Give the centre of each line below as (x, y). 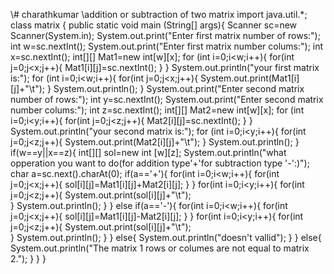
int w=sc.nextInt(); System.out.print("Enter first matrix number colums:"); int (167, 46)
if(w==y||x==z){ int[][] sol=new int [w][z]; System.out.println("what (148, 152)
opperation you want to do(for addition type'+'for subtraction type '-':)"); (160, 163)
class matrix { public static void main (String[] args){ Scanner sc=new (154, 25)
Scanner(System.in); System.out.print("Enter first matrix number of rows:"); (165, 35)
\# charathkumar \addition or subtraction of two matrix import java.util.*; (159, 14)
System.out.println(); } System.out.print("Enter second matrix (179, 88)
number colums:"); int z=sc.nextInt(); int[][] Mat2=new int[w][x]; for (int (157, 110)
